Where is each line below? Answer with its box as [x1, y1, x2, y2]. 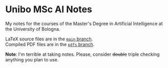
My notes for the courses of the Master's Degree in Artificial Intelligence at [5, 20, 163, 27]
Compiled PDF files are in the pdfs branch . [5, 41, 95, 47]
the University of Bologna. [5, 26, 60, 32]
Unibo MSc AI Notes [5, 4, 92, 15]
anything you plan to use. [5, 56, 59, 62]
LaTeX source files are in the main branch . [5, 36, 93, 42]
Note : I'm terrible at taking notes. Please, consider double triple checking [5, 51, 160, 57]
